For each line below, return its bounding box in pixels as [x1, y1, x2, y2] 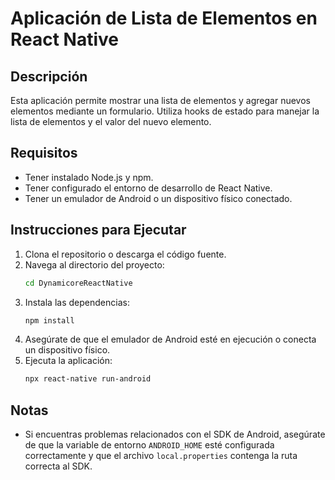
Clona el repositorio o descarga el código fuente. [24, 248, 227, 260]
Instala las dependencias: [24, 296, 130, 308]
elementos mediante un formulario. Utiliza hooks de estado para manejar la [10, 105, 320, 117]
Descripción [10, 68, 88, 85]
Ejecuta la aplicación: [24, 355, 113, 367]
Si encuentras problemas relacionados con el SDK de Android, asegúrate [24, 428, 326, 441]
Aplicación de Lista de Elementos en [10, 7, 318, 30]
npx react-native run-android [24, 374, 152, 384]
